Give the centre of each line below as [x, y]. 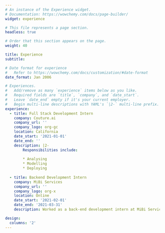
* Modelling [35, 164]
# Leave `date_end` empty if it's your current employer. [68, 100]
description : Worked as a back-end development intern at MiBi [80, 209]
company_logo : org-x [35, 191]
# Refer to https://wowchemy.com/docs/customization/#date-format [77, 73]
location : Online [32, 196]
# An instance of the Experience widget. [48, 10]
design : [13, 218]
